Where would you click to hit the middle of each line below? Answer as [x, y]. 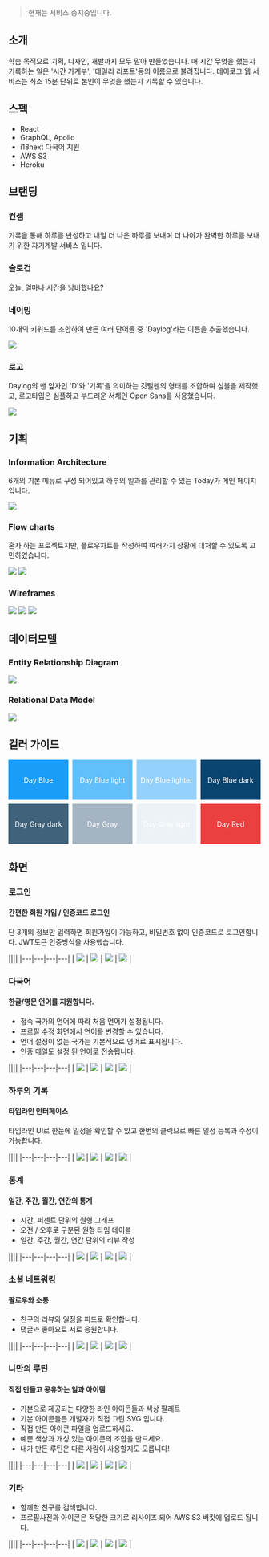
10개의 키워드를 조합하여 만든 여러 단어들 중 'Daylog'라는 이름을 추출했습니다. [129, 329]
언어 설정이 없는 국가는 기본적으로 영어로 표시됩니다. [101, 1041]
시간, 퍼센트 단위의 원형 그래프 [67, 1220]
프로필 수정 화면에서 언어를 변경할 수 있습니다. [92, 1031]
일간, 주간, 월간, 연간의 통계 [50, 1201]
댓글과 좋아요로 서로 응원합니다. [69, 1329]
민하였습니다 [28, 555]
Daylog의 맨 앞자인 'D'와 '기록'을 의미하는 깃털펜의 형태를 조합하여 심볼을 [123, 386]
